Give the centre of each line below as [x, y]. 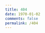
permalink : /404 [22, 23]
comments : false [22, 18]
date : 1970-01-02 [23, 14]
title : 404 [16, 9]
